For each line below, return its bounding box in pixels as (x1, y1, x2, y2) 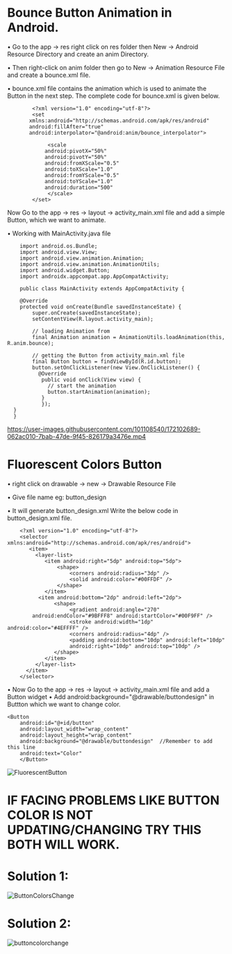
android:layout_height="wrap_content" (19, 731, 132, 739)
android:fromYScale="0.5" (44, 171, 119, 178)
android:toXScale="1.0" (44, 165, 113, 173)
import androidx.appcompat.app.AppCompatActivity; (19, 273, 169, 280)
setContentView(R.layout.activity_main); (32, 315, 154, 322)
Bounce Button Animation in (7, 5, 172, 21)
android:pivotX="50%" (44, 147, 108, 154)
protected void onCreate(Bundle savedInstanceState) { (19, 303, 182, 310)
